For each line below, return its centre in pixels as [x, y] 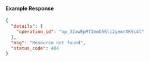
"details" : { [27, 27]
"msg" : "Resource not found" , [48, 43]
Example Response [30, 8]
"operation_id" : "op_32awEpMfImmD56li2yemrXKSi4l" [80, 32]
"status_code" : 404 [35, 48]
